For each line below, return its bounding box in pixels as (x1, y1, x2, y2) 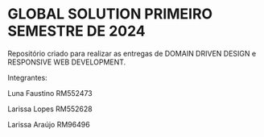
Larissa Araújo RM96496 (7, 119, 90, 129)
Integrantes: (7, 73, 47, 82)
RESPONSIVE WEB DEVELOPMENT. (7, 57, 126, 67)
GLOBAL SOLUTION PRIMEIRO (7, 5, 213, 23)
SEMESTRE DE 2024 (7, 22, 146, 40)
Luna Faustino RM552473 (7, 88, 93, 98)
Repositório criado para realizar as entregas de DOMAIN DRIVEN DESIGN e (7, 48, 257, 58)
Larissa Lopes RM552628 (7, 104, 93, 114)
